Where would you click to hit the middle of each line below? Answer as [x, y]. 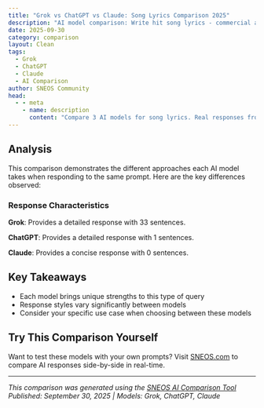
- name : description [56, 111]
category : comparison [44, 37]
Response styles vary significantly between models [103, 304]
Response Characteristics [59, 205]
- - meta [29, 103]
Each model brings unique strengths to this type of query [112, 296]
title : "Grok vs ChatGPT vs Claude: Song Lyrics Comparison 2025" [119, 15]
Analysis [30, 149]
